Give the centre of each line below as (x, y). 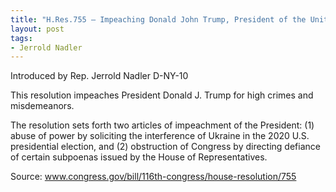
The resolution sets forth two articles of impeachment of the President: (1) (162, 125)
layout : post (37, 29)
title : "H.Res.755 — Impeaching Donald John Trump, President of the (158, 19)
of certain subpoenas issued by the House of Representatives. (139, 157)
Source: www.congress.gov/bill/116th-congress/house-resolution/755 (153, 177)
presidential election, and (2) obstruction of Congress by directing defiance (165, 147)
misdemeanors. (42, 106)
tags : (21, 38)
